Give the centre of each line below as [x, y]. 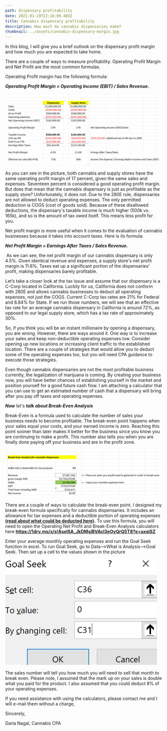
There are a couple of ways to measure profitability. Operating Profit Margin [83, 62]
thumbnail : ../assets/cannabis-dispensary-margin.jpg [62, 32]
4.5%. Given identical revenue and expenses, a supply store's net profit [79, 261]
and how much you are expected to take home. [54, 52]
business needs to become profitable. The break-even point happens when [83, 421]
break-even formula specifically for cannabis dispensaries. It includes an [80, 510]
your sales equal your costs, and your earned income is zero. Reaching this [82, 426]
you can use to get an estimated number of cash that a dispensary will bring [83, 391]
